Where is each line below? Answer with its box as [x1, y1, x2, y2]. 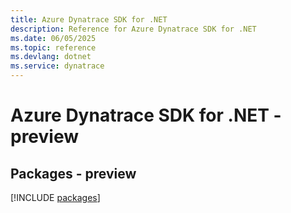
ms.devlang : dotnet [10, 52, 92, 62]
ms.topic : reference [10, 42, 97, 53]
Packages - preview [10, 165, 137, 182]
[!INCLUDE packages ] [10, 192, 101, 203]
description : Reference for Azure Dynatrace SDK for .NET [10, 24, 257, 34]
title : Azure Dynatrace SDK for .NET [10, 14, 168, 25]
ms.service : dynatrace [10, 61, 105, 71]
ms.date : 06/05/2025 [10, 33, 97, 43]
